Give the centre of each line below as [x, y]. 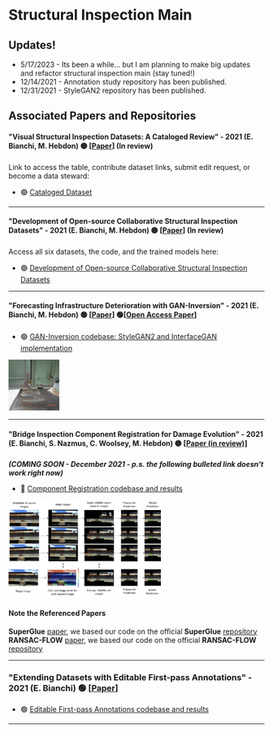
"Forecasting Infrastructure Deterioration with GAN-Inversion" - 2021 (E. [134, 306]
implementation [46, 348]
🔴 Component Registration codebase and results [101, 489]
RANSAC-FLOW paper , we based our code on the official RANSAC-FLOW [132, 639]
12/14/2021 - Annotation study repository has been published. [123, 82]
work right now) [36, 473]
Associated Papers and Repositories [102, 116]
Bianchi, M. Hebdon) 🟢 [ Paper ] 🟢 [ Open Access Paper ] [103, 315]
